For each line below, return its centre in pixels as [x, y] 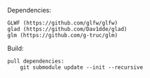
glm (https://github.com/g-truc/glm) [63, 35]
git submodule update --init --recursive [81, 67]
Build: [15, 48]
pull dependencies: [36, 61]
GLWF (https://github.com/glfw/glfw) [63, 23]
